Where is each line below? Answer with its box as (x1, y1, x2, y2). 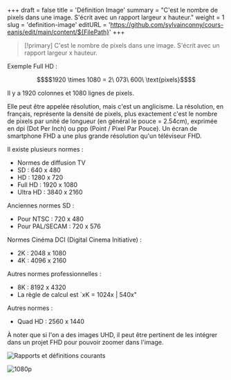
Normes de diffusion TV (17, 159, 86, 167)
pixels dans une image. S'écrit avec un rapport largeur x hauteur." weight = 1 (7, 13, 225, 21)
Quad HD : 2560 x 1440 (17, 318, 85, 325)
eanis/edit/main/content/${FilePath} (7, 28, 109, 36)
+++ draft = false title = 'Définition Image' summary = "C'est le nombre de (7, 6, 218, 14)
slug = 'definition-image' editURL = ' (7, 21, 111, 28)
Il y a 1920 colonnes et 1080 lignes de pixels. (7, 89, 135, 97)
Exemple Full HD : (7, 62, 57, 70)
